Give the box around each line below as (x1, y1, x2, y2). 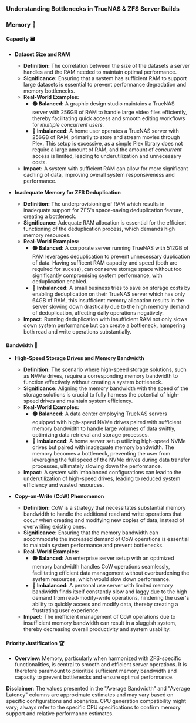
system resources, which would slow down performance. (32, 576, 171, 583)
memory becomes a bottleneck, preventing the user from (32, 450, 171, 457)
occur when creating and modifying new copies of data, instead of (23, 517, 185, 524)
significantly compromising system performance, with (32, 272, 163, 279)
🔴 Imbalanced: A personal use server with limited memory (32, 582, 173, 589)
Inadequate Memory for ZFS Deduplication (14, 189, 121, 196)
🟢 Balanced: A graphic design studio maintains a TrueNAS (32, 100, 175, 107)
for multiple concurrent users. (32, 121, 104, 128)
